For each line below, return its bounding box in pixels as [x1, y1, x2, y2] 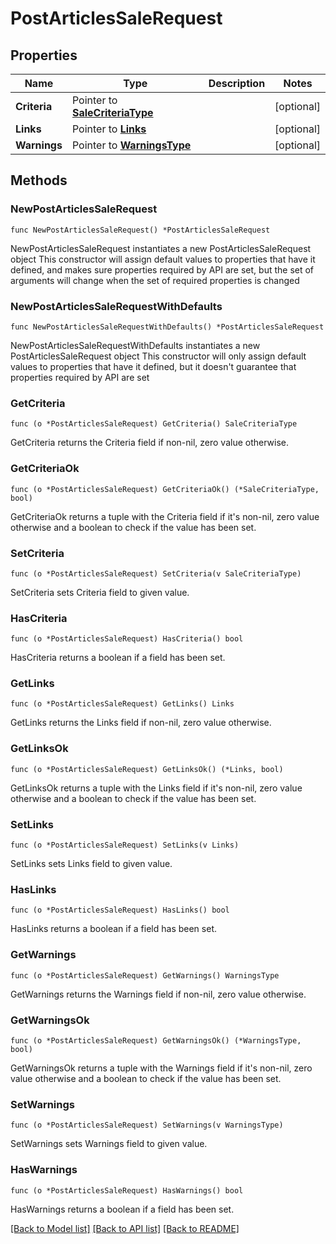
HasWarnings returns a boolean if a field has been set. [10, 1203, 235, 1215]
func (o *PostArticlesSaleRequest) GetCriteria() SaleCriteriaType [10, 419, 298, 429]
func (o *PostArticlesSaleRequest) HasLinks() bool [10, 905, 230, 916]
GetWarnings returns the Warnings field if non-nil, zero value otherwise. [10, 988, 307, 1000]
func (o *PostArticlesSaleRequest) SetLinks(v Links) [10, 840, 240, 851]
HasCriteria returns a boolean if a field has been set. [10, 652, 226, 664]
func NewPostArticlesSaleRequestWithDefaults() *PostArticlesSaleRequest [10, 322, 325, 332]
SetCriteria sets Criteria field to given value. [10, 586, 190, 598]
